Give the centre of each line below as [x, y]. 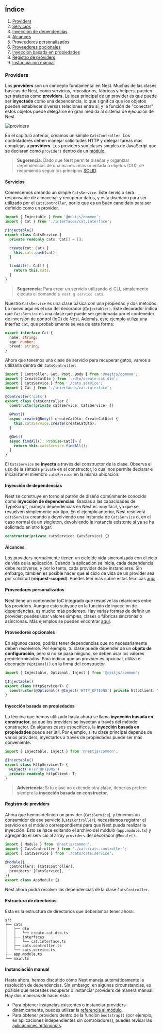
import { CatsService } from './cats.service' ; [54, 383]
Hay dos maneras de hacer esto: [38, 996]
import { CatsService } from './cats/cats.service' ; [59, 853]
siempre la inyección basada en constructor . [62, 792]
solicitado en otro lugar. [29, 527]
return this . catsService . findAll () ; [51, 446]
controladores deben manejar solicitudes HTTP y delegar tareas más [74, 141]
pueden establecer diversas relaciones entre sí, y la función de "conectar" [79, 106]
